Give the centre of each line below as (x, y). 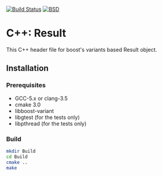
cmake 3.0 (28, 105)
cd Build (17, 157)
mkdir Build (21, 151)
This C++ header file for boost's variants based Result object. (82, 49)
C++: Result (36, 33)
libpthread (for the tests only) (51, 123)
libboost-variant (34, 111)
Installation (27, 68)
